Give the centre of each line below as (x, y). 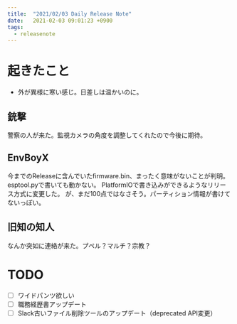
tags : (15, 27)
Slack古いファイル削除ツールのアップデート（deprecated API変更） (117, 313)
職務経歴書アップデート (52, 304)
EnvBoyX (28, 158)
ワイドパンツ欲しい (46, 295)
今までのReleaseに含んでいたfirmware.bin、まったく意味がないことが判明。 (118, 175)
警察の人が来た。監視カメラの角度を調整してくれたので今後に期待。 (107, 135)
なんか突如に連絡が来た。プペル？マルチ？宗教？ (79, 245)
